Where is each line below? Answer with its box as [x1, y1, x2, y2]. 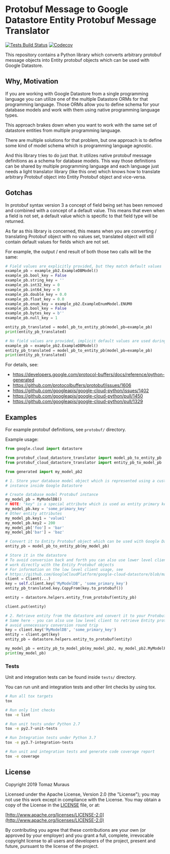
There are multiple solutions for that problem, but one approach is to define [5, 137, 162, 143]
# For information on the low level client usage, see [5, 567, 123, 572]
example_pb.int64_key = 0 [5, 287, 60, 292]
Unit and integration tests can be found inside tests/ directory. [5, 674, 137, 680]
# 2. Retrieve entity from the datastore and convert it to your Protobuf [5, 613, 166, 618]
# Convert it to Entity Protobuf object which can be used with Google [5, 539, 159, 544]
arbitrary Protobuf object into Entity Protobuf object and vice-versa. [5, 174, 147, 180]
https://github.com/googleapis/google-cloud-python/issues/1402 [12, 387, 149, 394]
